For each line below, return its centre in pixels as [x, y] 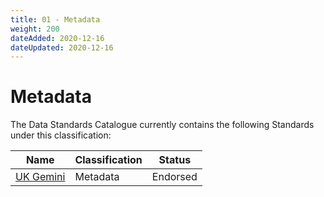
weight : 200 [35, 29]
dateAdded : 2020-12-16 [57, 38]
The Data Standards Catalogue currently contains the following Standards [162, 125]
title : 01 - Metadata [55, 19]
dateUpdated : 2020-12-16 [62, 47]
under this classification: [61, 135]
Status [175, 160]
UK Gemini [40, 177]
